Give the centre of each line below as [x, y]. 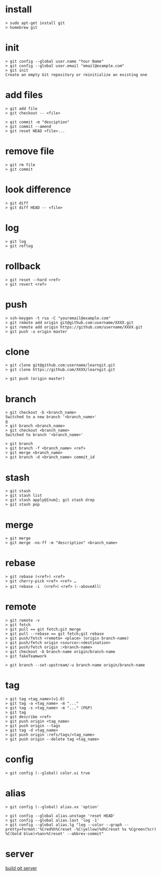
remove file [30, 151]
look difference [38, 189]
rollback [23, 266]
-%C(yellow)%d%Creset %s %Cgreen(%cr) [115, 829]
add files [24, 95]
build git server [21, 868]
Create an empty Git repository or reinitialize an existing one [76, 75]
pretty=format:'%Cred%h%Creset [39, 829]
